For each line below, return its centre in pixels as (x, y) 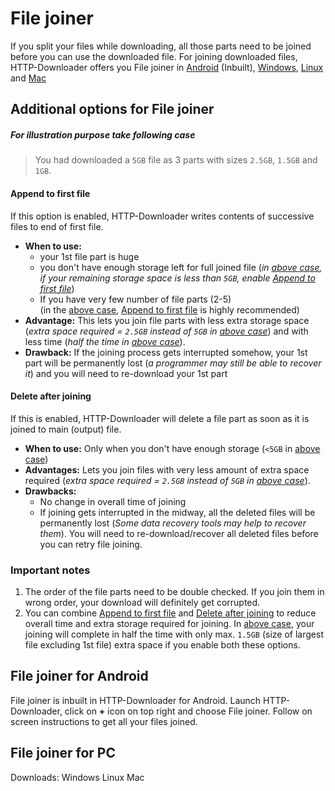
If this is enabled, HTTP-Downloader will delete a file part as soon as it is (160, 418)
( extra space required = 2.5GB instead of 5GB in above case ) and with (166, 331)
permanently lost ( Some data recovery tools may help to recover (173, 523)
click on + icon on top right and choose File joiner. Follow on (188, 711)
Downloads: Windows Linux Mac (77, 777)
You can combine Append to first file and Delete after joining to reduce (170, 613)
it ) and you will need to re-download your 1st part (126, 373)
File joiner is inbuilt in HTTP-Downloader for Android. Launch (136, 700)
